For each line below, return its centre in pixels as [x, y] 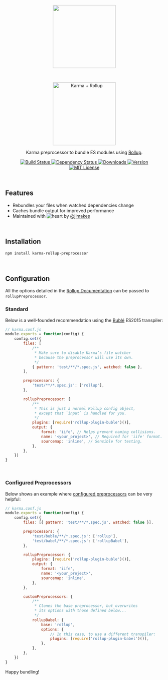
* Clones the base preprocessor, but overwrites [86, 606]
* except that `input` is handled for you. [80, 413]
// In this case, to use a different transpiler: [103, 634]
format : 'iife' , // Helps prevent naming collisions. [98, 432]
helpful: [13, 499]
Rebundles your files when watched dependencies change [73, 205]
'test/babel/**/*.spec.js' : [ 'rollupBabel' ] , [80, 541]
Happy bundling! [22, 672]
